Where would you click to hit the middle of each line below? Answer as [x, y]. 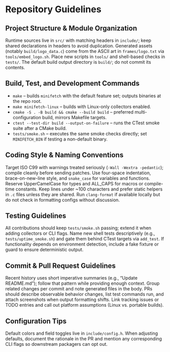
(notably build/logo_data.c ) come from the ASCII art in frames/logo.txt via [85, 51]
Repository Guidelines [53, 9]
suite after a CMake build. [40, 128]
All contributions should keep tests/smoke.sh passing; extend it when [78, 228]
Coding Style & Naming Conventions [64, 155]
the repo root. [27, 101]
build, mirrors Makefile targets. [75, 117]
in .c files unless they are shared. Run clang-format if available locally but [83, 194]
